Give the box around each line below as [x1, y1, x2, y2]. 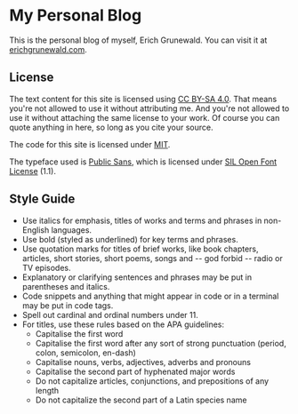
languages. [51, 224, 92, 235]
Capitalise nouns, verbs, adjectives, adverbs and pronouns [35, 356, 252, 367]
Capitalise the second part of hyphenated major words [35, 366, 236, 377]
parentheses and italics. [21, 281, 110, 291]
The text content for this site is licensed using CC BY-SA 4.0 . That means [9, 93, 278, 104]
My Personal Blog [9, 5, 142, 26]
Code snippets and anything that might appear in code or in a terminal [21, 291, 279, 301]
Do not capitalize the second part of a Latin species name [35, 394, 247, 405]
